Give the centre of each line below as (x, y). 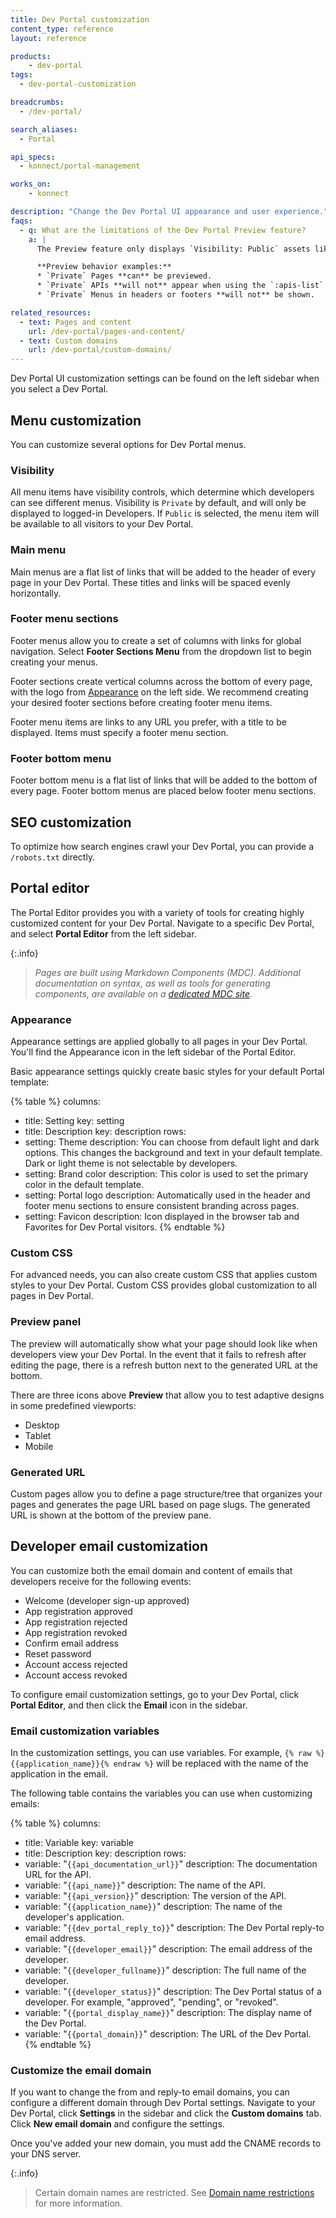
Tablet (38, 1435)
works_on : (31, 184)
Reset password (58, 1653)
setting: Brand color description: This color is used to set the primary (166, 1174)
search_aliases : (44, 129)
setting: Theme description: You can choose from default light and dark (172, 1142)
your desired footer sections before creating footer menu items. (141, 702)
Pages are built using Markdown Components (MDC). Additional (167, 972)
